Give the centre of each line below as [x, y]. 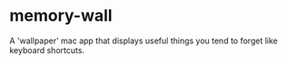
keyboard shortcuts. [47, 50]
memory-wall [61, 16]
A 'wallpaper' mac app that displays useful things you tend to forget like [144, 41]
